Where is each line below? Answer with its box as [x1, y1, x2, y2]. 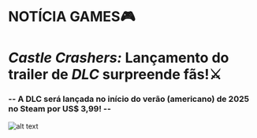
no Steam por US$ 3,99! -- [8, 103, 112, 114]
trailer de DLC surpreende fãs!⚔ [8, 66, 222, 84]
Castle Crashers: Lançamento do [8, 49, 229, 67]
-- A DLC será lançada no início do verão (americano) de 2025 [8, 93, 250, 104]
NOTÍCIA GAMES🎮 [8, 8, 136, 26]
